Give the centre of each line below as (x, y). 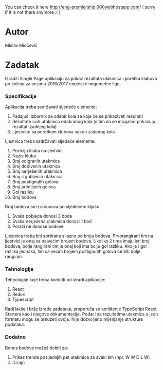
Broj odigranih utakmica (36, 161)
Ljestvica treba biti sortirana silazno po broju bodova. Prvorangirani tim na (79, 236)
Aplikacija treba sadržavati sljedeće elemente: (51, 107)
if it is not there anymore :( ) (33, 12)
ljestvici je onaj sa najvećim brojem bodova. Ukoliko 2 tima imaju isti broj (77, 241)
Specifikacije (21, 96)
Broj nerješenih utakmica (37, 171)
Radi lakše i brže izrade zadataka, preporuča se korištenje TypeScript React (81, 309)
